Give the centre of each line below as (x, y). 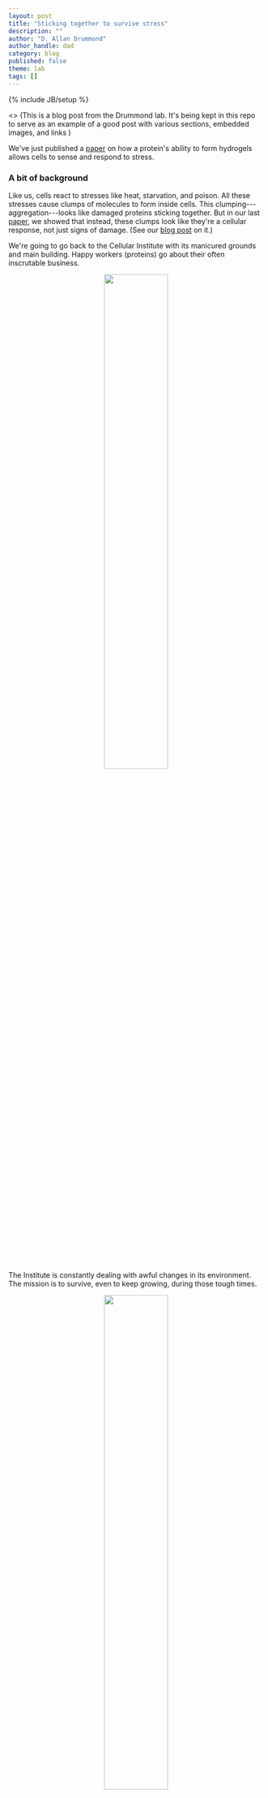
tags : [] (23, 76)
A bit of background (49, 178)
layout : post (30, 16)
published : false (38, 62)
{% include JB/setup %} (49, 99)
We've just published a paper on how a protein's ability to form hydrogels (130, 148)
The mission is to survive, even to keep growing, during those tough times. (133, 1283)
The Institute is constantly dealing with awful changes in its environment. (130, 1274)
